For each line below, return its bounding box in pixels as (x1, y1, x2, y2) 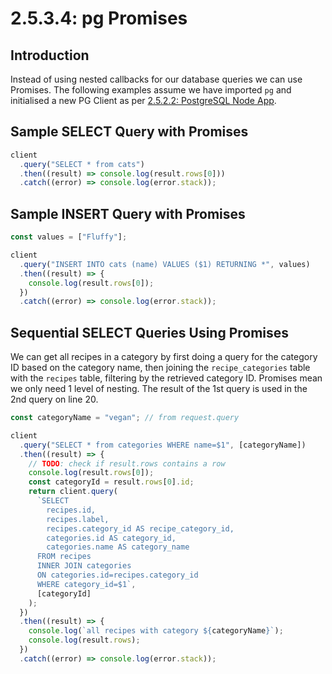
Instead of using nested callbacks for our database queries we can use (10, 73, 303, 85)
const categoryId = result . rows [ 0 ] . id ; (28, 477, 195, 487)
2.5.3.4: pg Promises (10, 7, 188, 30)
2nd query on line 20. (10, 393, 99, 406)
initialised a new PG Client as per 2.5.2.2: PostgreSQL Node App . (10, 95, 277, 106)
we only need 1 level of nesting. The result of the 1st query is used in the (10, 383, 308, 395)
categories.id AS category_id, (46, 533, 177, 543)
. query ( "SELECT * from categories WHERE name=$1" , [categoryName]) (19, 440, 307, 450)
